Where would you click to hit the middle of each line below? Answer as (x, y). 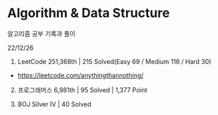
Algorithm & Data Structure (88, 13)
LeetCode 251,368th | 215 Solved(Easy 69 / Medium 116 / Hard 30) (114, 61)
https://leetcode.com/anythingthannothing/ (80, 75)
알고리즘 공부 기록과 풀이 (41, 33)
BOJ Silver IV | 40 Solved (54, 104)
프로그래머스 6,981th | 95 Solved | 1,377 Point (82, 89)
